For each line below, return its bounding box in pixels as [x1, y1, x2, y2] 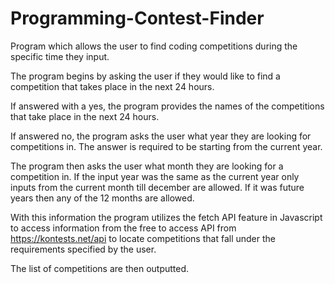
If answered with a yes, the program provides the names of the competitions [10, 100, 325, 112]
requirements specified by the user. [10, 243, 157, 255]
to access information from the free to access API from [10, 222, 237, 234]
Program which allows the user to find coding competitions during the [10, 40, 298, 52]
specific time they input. [10, 50, 110, 62]
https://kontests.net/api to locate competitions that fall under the [10, 232, 276, 244]
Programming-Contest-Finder [10, 7, 265, 30]
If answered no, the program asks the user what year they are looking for [10, 130, 312, 142]
